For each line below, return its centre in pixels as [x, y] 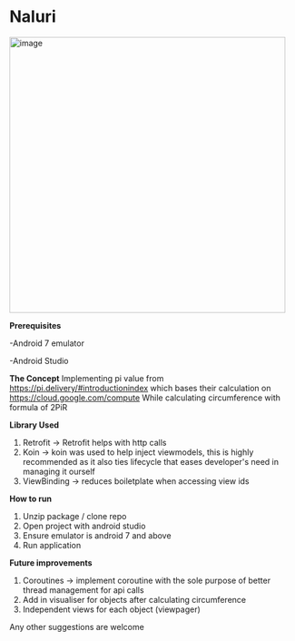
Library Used [34, 425]
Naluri [33, 17]
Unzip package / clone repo [74, 516]
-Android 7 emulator [47, 343]
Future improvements [51, 562]
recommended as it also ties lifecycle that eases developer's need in [151, 461]
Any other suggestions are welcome [77, 626]
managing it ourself [59, 471]
